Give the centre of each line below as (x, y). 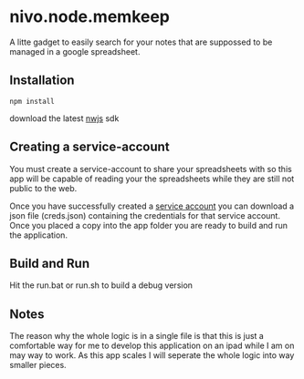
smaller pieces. (38, 365)
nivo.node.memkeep (90, 17)
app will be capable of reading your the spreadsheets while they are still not (152, 179)
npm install (32, 101)
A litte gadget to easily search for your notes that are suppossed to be (141, 42)
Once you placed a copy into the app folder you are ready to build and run (149, 225)
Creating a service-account (90, 147)
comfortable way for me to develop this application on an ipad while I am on (152, 346)
